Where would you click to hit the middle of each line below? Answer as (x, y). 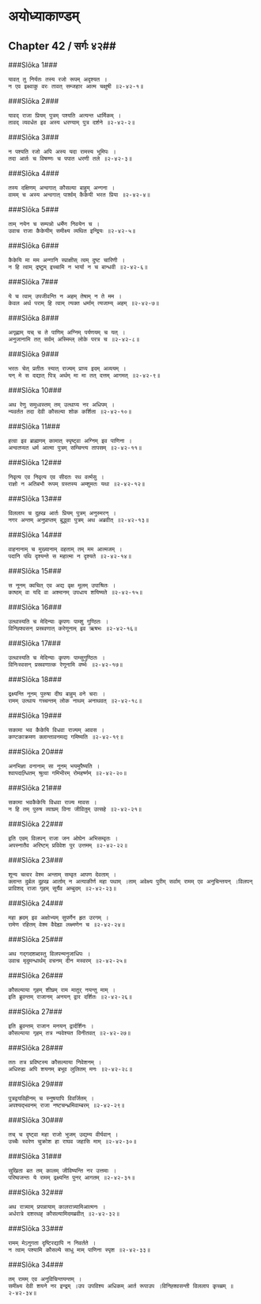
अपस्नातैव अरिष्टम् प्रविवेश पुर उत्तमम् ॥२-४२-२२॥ (68, 845)
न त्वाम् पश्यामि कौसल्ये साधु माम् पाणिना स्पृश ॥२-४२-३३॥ (79, 1250)
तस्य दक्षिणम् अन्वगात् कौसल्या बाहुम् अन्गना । (62, 188)
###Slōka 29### (36, 1084)
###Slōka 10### (35, 390)
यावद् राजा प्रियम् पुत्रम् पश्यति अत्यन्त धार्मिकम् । (65, 116)
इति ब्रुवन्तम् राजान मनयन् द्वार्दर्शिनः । (51, 1026)
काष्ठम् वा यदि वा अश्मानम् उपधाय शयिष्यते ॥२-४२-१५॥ (76, 593)
